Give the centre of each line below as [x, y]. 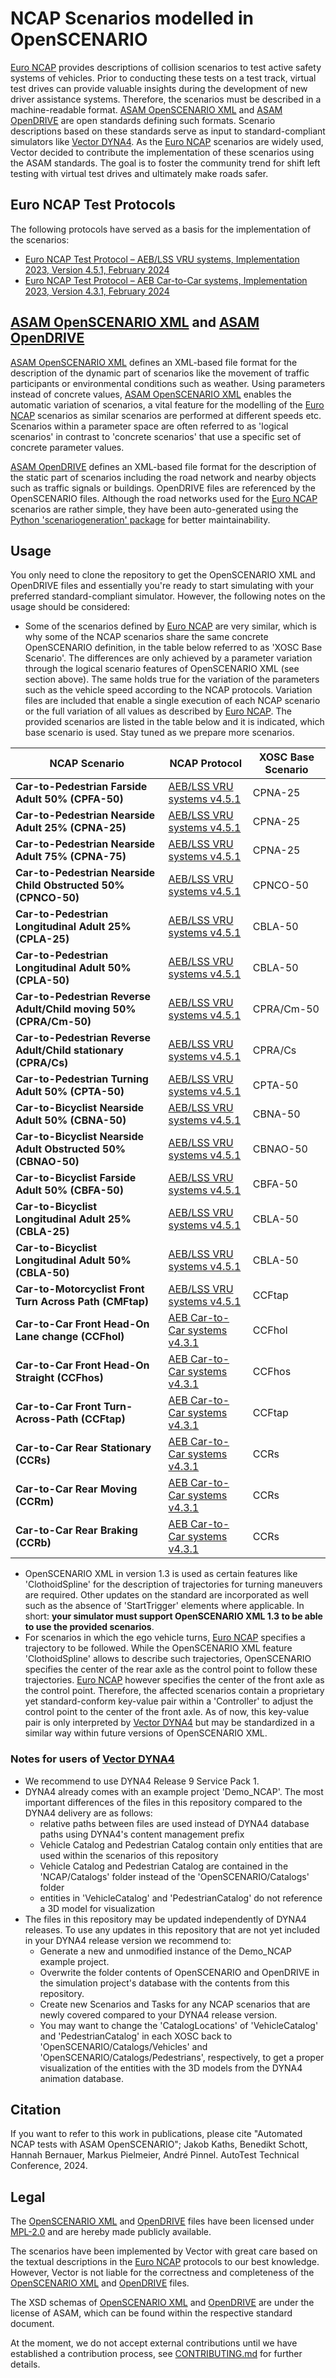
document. [32, 2324]
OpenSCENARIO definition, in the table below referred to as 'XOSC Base [173, 648]
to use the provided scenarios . [89, 1627]
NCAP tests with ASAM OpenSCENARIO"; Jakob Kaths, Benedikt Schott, [159, 2144]
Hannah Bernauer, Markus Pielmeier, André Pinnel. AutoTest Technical [155, 2155]
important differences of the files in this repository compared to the [163, 1802]
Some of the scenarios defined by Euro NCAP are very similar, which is [170, 626]
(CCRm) [35, 1502]
